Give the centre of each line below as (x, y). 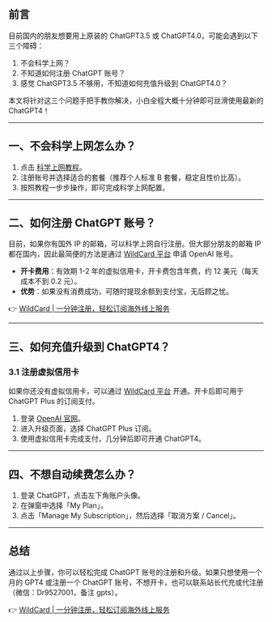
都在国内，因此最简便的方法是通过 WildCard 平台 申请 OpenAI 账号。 (123, 254)
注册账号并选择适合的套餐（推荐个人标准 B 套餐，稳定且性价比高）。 (132, 177)
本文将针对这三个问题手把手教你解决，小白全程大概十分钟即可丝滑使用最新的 (136, 100)
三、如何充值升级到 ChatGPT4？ (89, 347)
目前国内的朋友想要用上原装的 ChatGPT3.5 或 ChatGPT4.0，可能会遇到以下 (134, 36)
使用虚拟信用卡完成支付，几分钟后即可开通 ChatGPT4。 (113, 439)
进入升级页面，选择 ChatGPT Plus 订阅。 (88, 428)
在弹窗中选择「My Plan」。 (64, 505)
